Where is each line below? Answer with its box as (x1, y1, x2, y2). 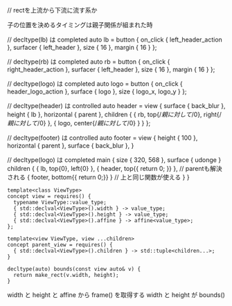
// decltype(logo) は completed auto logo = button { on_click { (7, 80, 184, 88)
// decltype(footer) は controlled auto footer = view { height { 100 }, (7, 134, 198, 142)
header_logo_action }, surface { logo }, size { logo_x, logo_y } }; (7, 87, 187, 96)
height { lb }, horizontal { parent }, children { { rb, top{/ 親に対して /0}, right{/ (7, 110, 222, 118)
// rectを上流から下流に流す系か (7, 6, 98, 14)
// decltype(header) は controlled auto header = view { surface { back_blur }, (7, 102, 226, 109)
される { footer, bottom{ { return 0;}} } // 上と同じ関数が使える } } (7, 173, 190, 181)
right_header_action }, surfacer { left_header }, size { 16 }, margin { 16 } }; (7, 65, 215, 73)
